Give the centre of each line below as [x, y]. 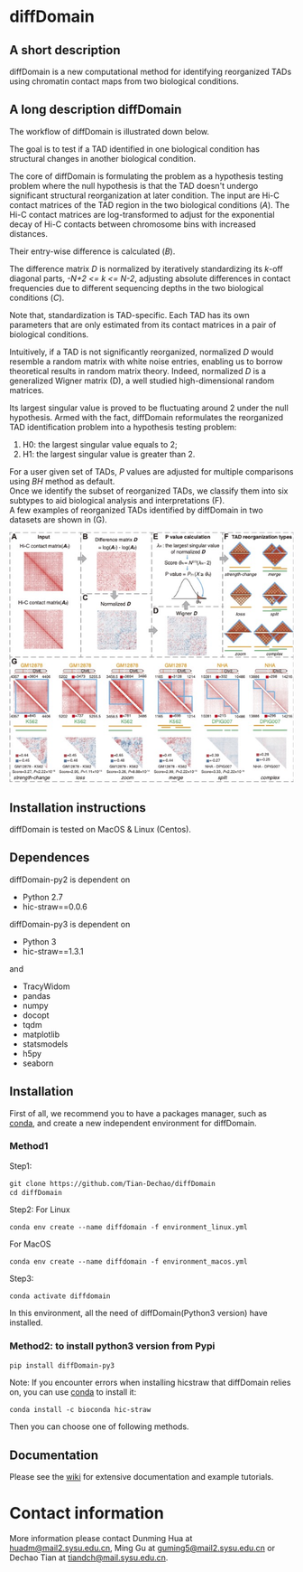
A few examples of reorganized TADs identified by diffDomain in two [136, 510]
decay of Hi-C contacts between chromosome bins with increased [133, 224]
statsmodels [45, 1044]
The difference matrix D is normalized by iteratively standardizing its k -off [146, 268]
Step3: [22, 1278]
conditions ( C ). [37, 297]
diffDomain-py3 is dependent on [70, 924]
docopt [36, 1015]
